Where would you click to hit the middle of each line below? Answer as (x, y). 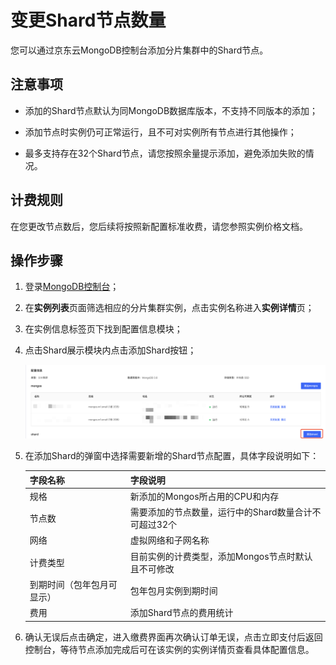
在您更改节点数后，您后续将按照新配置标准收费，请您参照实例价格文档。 (159, 226)
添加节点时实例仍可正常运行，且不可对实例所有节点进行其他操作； (160, 132)
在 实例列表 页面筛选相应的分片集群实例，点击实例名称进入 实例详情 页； (169, 308)
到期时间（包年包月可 (73, 584)
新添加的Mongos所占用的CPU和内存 (204, 496)
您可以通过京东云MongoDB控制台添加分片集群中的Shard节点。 (139, 50)
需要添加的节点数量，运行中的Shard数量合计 (221, 512)
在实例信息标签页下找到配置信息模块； (103, 329)
